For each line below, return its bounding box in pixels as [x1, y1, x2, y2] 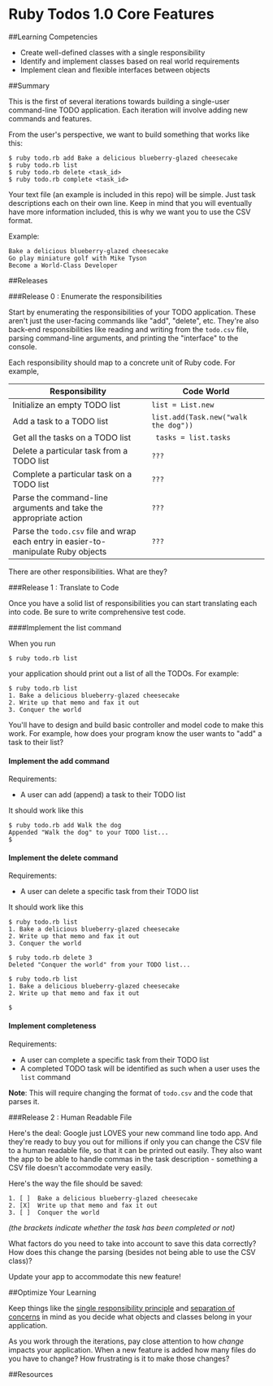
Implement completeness [8, 1020, 97, 1030]
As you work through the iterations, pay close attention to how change [8, 1336, 245, 1346]
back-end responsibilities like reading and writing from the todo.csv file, [8, 324, 249, 334]
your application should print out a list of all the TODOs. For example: [8, 669, 240, 678]
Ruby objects [56, 546, 107, 557]
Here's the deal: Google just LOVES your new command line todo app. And [8, 1128, 258, 1138]
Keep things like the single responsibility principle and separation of [8, 1303, 236, 1313]
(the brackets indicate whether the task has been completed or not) [8, 1222, 236, 1232]
